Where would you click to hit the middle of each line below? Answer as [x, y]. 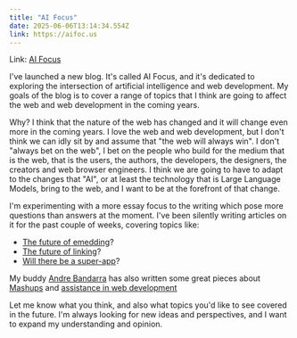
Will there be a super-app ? [71, 261]
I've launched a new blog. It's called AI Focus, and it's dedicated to [132, 77]
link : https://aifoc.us [54, 34]
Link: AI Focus [35, 60]
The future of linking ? [62, 251]
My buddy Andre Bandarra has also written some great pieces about [135, 278]
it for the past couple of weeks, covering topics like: [104, 225]
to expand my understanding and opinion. [86, 324]
